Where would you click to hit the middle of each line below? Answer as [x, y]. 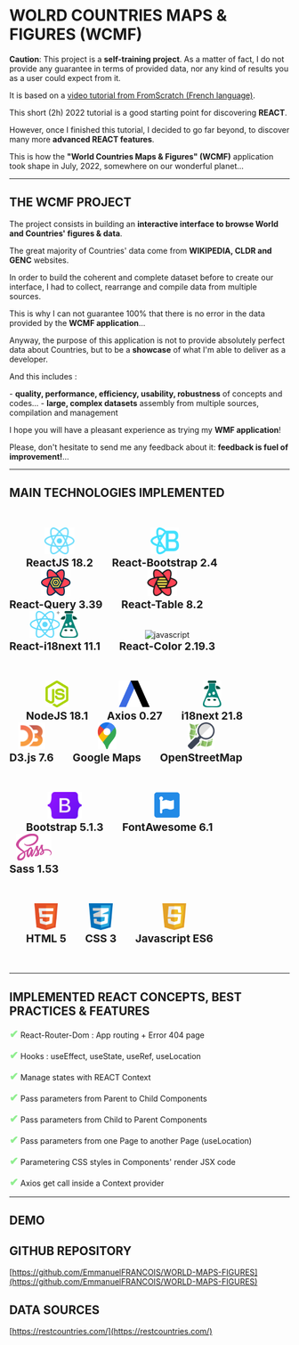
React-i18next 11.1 [55, 646]
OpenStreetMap [201, 758]
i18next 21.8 [212, 716]
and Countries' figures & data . [66, 233]
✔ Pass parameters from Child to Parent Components [108, 1118]
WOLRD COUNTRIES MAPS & [118, 16]
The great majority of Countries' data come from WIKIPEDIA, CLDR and [141, 250]
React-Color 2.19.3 [167, 646]
